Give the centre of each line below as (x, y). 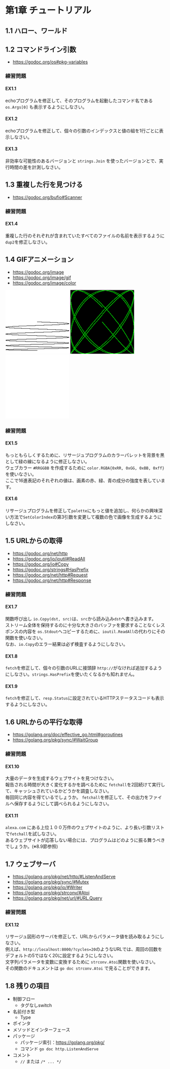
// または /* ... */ (41, 1061)
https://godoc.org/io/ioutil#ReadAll (49, 559)
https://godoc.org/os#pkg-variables (50, 62)
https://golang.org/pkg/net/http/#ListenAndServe (64, 877)
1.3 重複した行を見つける (44, 185)
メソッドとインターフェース (41, 1030)
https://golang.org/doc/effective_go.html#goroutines (68, 735)
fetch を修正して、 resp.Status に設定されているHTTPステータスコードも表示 (85, 698)
